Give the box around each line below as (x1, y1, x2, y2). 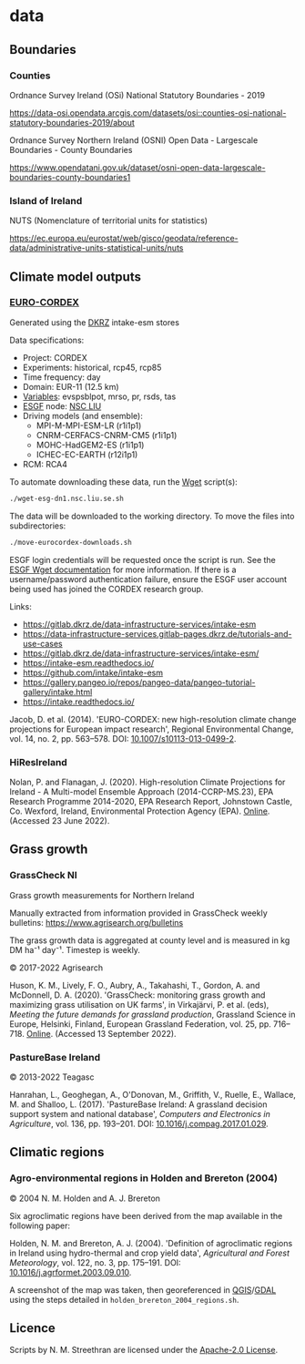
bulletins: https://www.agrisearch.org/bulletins (9, 917, 184, 928)
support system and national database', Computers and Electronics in (9, 1108, 271, 1119)
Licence (9, 1320, 56, 1336)
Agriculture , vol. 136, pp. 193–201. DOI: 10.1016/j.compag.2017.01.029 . (9, 1118, 269, 1129)
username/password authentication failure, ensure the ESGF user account (9, 573, 288, 584)
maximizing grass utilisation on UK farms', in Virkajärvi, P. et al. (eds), (9, 999, 269, 1010)
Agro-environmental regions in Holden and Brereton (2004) (9, 1172, 278, 1185)
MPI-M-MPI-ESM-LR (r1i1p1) (36, 420, 142, 431)
